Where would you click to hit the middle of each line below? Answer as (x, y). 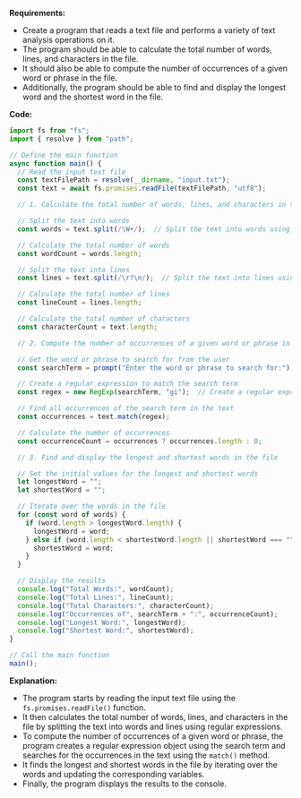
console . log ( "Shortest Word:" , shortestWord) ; (106, 631)
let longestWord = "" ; (60, 482)
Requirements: (37, 13)
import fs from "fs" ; (50, 131)
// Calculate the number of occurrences (94, 433)
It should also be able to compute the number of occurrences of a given (155, 68)
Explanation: (34, 681)
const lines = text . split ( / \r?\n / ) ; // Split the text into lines (146, 278)
